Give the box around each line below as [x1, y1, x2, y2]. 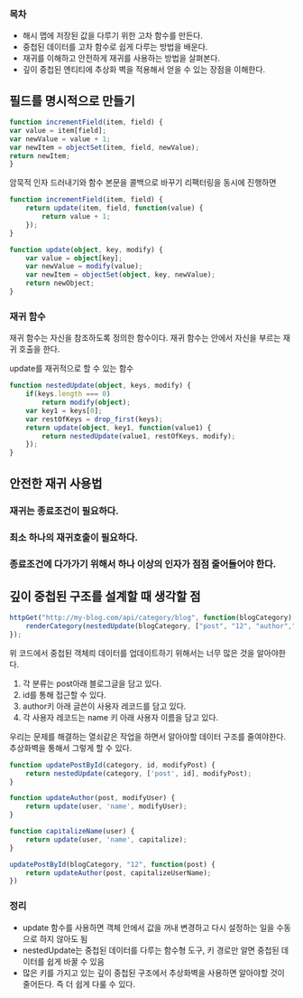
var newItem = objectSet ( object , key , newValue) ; [25, 270, 216, 279]
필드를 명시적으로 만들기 [9, 93, 135, 108]
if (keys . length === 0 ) [25, 390, 111, 399]
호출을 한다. [18, 344, 60, 354]
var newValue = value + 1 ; [9, 134, 111, 144]
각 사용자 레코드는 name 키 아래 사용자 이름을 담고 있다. [22, 711, 219, 722]
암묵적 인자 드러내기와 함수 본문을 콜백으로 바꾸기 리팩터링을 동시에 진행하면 [9, 177, 277, 188]
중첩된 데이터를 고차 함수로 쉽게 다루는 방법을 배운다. [22, 42, 208, 52]
